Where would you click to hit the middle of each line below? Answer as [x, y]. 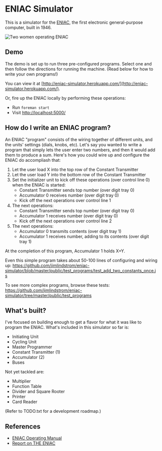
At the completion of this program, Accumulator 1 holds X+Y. [65, 251]
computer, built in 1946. [29, 27]
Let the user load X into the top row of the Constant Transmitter [75, 169]
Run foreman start [31, 107]
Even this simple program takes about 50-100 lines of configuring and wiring [81, 260]
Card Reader [25, 402]
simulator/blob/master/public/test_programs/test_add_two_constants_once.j [81, 270]
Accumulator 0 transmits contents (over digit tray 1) [70, 231]
